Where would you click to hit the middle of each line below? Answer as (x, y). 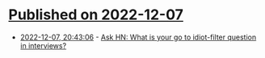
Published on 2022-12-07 (96, 15)
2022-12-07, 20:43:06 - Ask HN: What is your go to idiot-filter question (138, 37)
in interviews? (43, 45)
